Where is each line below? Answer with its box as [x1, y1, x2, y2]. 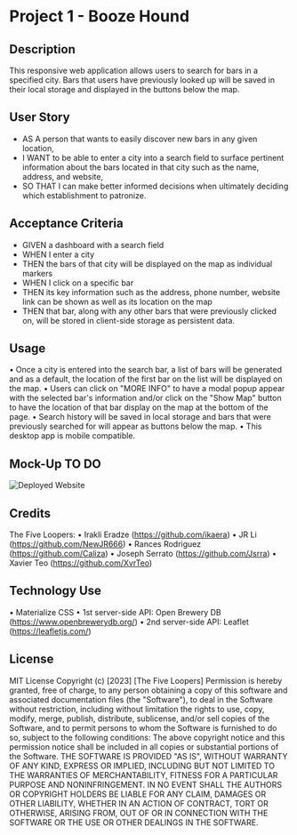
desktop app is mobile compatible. [9, 430, 136, 441]
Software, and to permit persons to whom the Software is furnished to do [9, 722, 277, 733]
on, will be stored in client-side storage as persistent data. [21, 315, 236, 325]
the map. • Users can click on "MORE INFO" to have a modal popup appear [9, 383, 285, 394]
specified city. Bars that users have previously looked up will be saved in [9, 75, 276, 85]
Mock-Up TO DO [9, 456, 102, 471]
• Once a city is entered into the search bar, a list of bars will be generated [9, 365, 283, 375]
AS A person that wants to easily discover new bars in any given [21, 133, 258, 144]
